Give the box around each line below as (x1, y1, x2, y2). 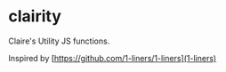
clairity (8, 6, 61, 27)
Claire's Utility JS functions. (8, 36, 110, 46)
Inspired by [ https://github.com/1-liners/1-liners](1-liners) (8, 52, 217, 63)
